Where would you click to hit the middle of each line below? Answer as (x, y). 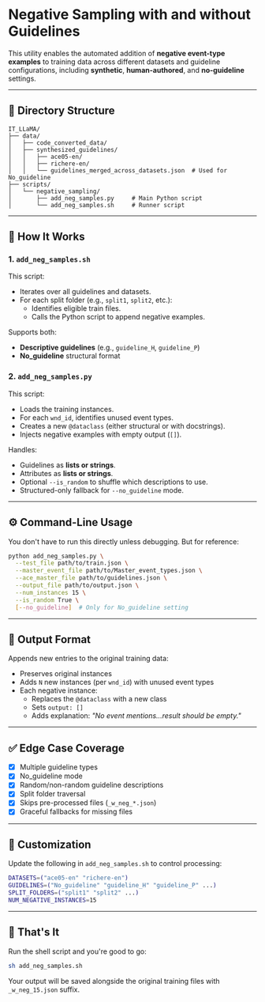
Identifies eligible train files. (76, 308)
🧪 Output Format (50, 639)
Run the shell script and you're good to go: (78, 951)
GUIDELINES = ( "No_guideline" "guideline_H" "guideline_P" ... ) (112, 886)
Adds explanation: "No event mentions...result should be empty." (136, 716)
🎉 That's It (34, 932)
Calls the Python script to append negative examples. (118, 317)
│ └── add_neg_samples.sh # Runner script (97, 205)
